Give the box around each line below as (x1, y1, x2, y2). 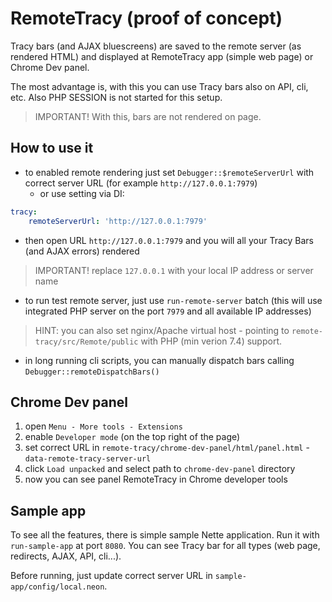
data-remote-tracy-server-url (24, 454, 152, 464)
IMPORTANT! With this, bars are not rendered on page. (34, 110, 262, 122)
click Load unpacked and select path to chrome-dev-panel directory (24, 463, 296, 475)
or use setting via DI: (39, 187, 125, 199)
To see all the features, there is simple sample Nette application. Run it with (10, 529, 320, 541)
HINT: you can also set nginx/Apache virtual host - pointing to (34, 324, 290, 336)
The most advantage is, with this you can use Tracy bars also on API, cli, (10, 80, 309, 92)
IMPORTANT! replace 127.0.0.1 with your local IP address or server (34, 264, 314, 276)
